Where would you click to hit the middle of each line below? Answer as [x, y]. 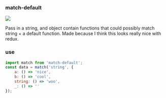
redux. [12, 39]
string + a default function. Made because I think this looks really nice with [83, 34]
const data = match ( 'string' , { [39, 68]
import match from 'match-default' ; [44, 62]
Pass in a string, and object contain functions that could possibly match [80, 28]
